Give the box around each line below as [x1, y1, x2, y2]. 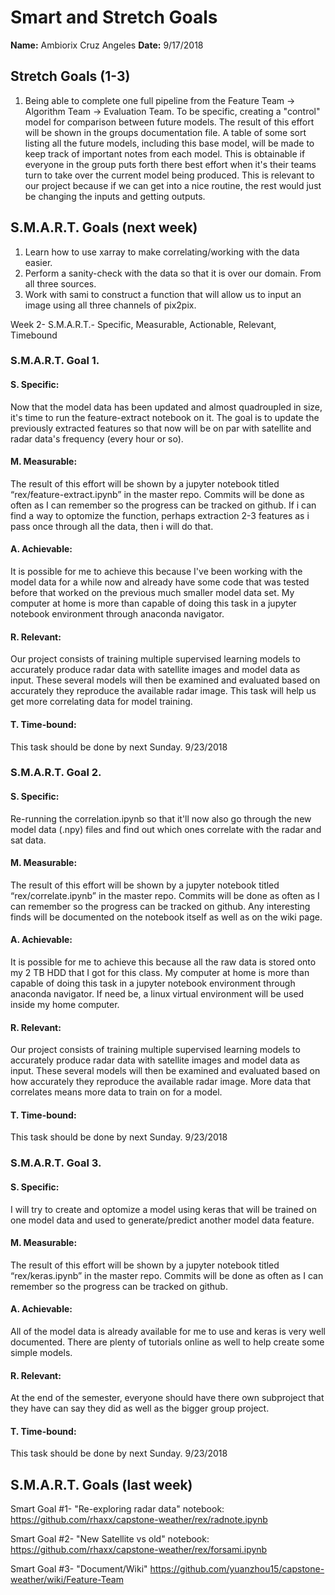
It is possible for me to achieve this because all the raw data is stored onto [10, 956, 317, 968]
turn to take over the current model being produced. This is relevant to [24, 169, 315, 181]
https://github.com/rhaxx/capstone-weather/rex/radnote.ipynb [10, 1514, 268, 1526]
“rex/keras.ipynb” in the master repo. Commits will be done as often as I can [10, 1269, 324, 1281]
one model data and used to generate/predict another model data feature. [10, 1214, 315, 1226]
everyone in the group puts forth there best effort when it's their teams [24, 158, 317, 170]
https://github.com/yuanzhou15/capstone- [149, 1563, 325, 1575]
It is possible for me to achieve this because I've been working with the [10, 566, 303, 578]
